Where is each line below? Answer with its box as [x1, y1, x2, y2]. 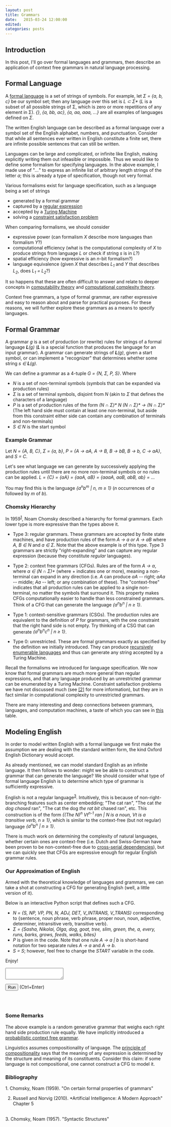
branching [5, 800, 27, 806]
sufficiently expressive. [5, 783, 54, 790]
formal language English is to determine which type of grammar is [5, 778, 144, 784]
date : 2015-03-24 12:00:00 [5, 17, 67, 22]
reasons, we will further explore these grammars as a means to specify [5, 305, 155, 311]
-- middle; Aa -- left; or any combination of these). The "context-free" [12, 579, 160, 585]
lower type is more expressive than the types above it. [5, 521, 119, 527]
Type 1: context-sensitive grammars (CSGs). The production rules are [12, 612, 159, 618]
